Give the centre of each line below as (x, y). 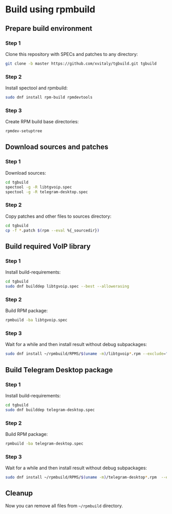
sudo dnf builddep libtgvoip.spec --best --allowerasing (67, 287)
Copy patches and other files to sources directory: (58, 216)
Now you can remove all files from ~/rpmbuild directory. (64, 506)
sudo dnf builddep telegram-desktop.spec (50, 410)
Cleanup (19, 493)
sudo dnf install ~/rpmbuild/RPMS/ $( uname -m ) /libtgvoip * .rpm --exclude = (86, 354)
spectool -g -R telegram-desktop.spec (47, 192)
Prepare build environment (49, 28)
